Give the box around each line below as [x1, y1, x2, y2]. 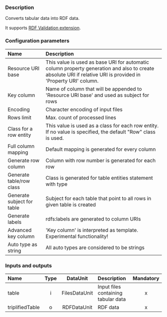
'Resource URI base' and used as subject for [45, 92, 150, 99]
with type [45, 181, 68, 188]
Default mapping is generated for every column [45, 146, 156, 153]
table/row [7, 177, 30, 184]
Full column [7, 142, 35, 149]
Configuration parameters [5, 37, 70, 44]
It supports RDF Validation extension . [5, 25, 81, 31]
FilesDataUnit [61, 289, 93, 296]
